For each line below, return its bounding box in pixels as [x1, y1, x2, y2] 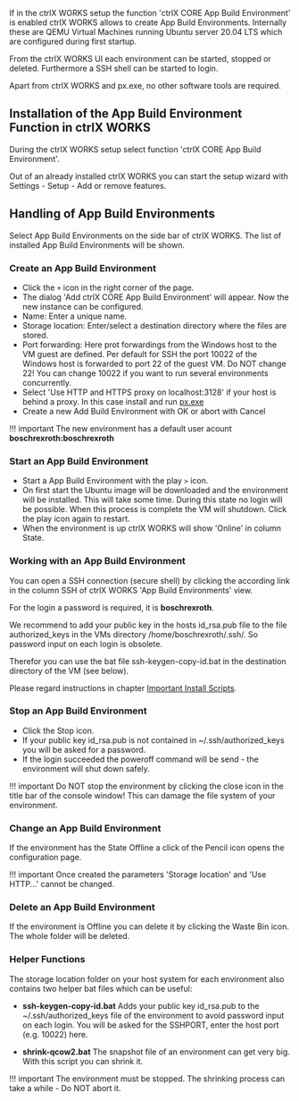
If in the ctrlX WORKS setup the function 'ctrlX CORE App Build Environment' [9, 8, 291, 18]
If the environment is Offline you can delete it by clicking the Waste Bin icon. [9, 921, 290, 932]
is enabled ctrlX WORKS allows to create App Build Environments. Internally [9, 17, 287, 28]
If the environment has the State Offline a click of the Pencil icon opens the [9, 842, 285, 853]
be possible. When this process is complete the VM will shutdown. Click [21, 504, 287, 515]
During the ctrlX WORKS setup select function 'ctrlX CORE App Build [9, 143, 262, 155]
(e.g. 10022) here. [21, 1028, 88, 1039]
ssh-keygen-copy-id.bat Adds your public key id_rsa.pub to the [21, 1000, 260, 1011]
